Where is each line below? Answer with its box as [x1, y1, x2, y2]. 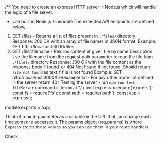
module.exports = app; [5, 104, 51, 110]
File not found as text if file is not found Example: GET [12, 69, 122, 75]
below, [12, 24, 26, 30]
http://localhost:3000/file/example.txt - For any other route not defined [12, 75, 153, 80]
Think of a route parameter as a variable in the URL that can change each [5, 114, 151, 119]
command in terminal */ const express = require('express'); [35, 85, 153, 90]
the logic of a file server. [5, 9, 54, 15]
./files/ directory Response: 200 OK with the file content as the [12, 59, 142, 64]
